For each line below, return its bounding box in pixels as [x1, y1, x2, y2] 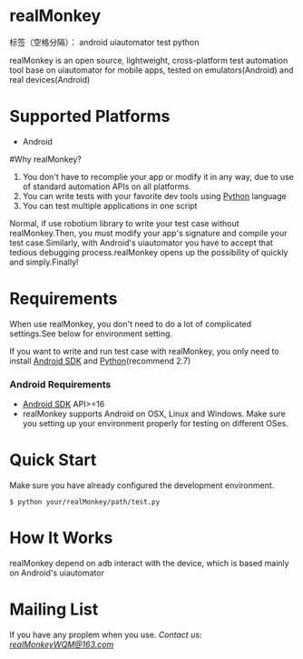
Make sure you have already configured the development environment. [9, 480, 275, 491]
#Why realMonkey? [9, 154, 82, 165]
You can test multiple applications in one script [22, 200, 198, 211]
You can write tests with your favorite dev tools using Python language [22, 190, 288, 201]
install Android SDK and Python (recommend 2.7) [9, 355, 191, 366]
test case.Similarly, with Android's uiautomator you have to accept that [9, 237, 274, 248]
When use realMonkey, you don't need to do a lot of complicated [9, 318, 252, 329]
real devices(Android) [9, 74, 91, 85]
